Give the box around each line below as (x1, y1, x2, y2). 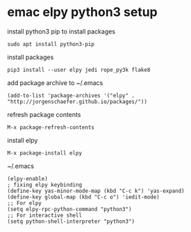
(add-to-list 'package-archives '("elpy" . (7, 92, 135, 99)
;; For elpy (7, 199, 42, 206)
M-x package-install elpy (7, 149, 82, 157)
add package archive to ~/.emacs (7, 78, 103, 87)
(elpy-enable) (7, 175, 49, 182)
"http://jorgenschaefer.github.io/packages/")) (7, 98, 148, 105)
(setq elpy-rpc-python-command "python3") (7, 206, 132, 212)
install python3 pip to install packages (7, 27, 116, 36)
